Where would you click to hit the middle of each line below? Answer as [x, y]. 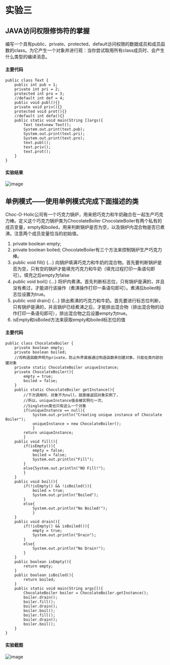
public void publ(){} [37, 103]
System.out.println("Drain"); [64, 535]
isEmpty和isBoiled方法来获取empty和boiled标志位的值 [69, 320]
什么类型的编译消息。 [27, 57]
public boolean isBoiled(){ [44, 575]
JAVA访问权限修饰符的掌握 [47, 31]
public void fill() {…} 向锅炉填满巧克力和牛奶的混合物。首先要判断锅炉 [85, 263]
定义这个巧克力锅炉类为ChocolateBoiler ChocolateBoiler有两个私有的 [90, 221]
